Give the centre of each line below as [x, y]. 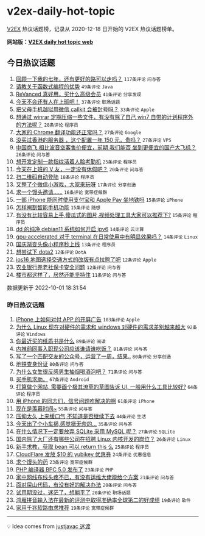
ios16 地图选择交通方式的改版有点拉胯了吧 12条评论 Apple [86, 259]
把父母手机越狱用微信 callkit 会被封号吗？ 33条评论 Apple [85, 109]
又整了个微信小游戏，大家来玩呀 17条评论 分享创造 [76, 184]
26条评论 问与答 [33, 155]
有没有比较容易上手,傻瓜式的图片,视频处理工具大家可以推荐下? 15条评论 [103, 215]
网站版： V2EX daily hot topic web [50, 41]
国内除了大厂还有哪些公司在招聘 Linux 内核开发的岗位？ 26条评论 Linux [103, 439]
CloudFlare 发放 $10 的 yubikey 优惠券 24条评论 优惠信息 [83, 454]
